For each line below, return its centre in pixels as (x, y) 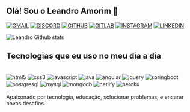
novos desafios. (26, 103)
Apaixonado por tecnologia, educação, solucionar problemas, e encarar (95, 97)
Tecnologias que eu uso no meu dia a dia (84, 56)
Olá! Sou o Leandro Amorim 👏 (62, 11)
